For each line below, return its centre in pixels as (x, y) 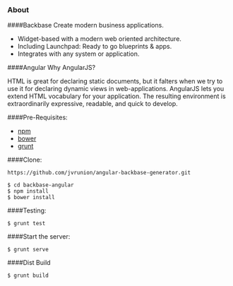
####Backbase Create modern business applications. (85, 25)
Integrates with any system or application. (78, 54)
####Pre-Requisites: (38, 117)
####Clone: (25, 160)
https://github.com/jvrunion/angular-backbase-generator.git (99, 173)
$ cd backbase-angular (41, 185)
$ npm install (28, 191)
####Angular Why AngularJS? (52, 68)
